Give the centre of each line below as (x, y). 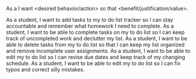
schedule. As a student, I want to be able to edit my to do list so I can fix (93, 63)
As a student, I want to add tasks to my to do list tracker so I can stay (90, 20)
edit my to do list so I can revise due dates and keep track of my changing (96, 57)
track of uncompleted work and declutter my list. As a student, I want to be (97, 38)
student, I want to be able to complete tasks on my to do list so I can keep (95, 32)
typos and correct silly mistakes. (46, 69)
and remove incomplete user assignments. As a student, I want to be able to (98, 51)
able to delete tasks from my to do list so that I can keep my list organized (95, 44)
